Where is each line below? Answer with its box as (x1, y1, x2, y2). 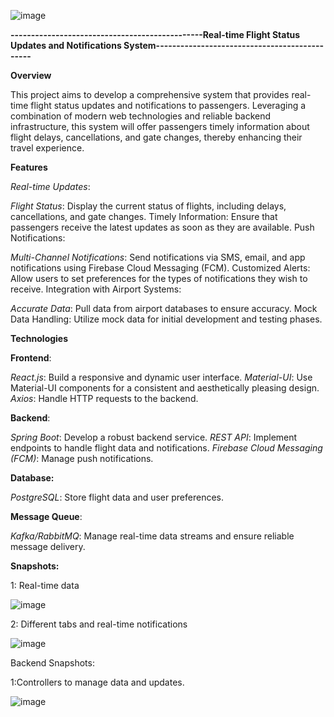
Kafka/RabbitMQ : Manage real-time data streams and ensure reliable (10, 530, 295, 542)
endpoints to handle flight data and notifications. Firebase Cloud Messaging (10, 442, 323, 454)
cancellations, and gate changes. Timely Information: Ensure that (10, 211, 278, 222)
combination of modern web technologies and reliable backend (10, 110, 272, 122)
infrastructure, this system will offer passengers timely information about (10, 121, 310, 132)
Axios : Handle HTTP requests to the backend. (10, 393, 199, 404)
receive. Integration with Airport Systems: (10, 283, 182, 295)
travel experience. (10, 142, 85, 154)
